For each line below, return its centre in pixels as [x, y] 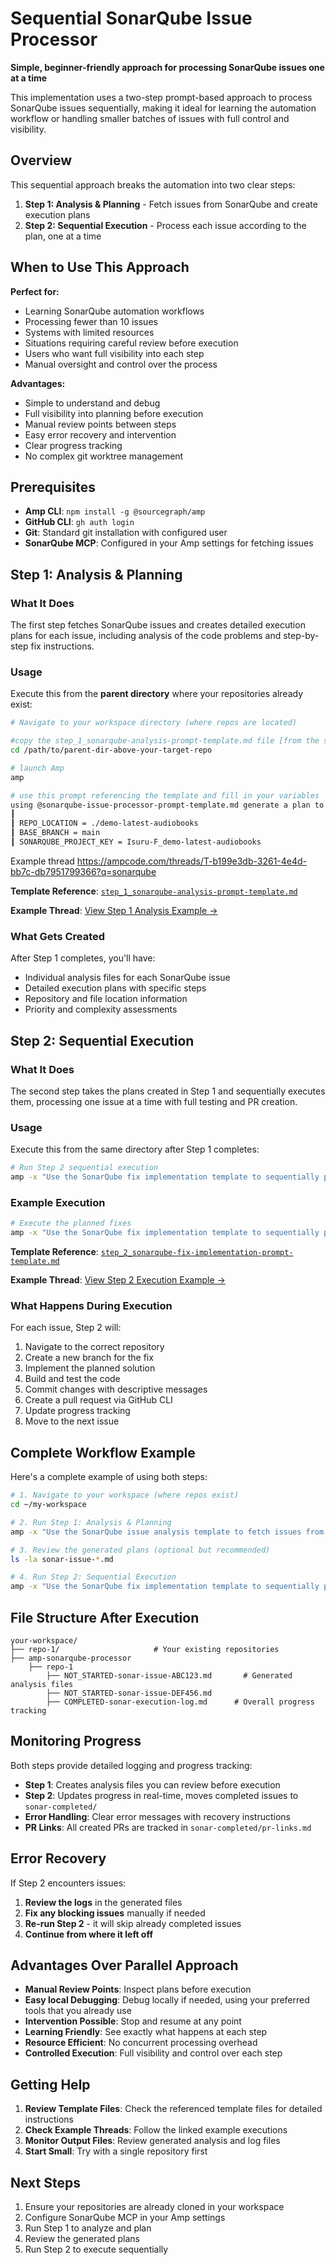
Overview [41, 160]
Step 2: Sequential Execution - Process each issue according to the [165, 225]
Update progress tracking [77, 1411]
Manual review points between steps [100, 424]
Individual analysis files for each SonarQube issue [127, 978]
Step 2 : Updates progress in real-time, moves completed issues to [161, 1795]
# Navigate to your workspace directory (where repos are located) [154, 723]
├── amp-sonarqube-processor [71, 1658]
